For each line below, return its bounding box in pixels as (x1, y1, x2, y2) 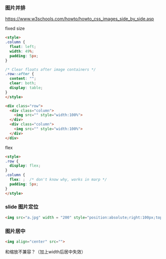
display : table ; (9, 86, 43, 90)
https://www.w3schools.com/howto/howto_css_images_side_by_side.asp (5, 16, 154, 22)
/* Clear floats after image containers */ (5, 67, 96, 72)
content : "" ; (9, 76, 37, 81)
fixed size (5, 26, 25, 32)
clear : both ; (9, 81, 37, 86)
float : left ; (9, 44, 37, 49)
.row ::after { (5, 72, 35, 77)
